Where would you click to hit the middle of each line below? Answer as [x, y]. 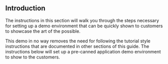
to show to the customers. [33, 57]
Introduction [25, 8]
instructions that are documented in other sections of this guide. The [77, 46]
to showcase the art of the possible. [43, 31]
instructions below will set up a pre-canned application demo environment [83, 51]
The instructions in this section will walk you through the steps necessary [82, 20]
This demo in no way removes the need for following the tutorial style [78, 41]
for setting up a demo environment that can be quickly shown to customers [84, 26]
